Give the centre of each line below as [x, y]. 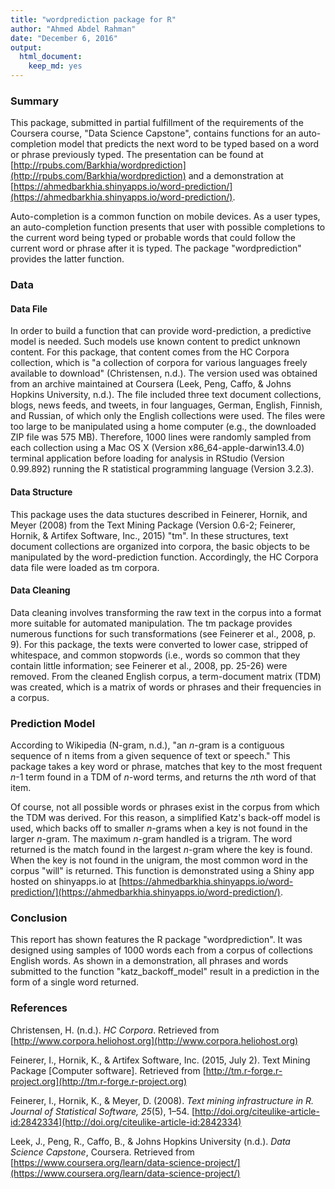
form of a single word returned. [75, 982]
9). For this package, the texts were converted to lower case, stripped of [159, 644]
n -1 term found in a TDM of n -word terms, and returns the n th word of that [163, 777]
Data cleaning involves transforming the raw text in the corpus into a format [166, 612]
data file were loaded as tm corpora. [85, 567]
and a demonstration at [236, 176]
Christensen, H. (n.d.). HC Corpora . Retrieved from [115, 1030]
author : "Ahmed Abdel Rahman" [73, 29]
